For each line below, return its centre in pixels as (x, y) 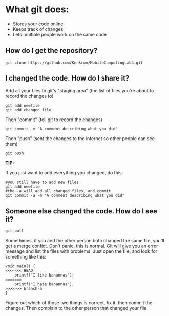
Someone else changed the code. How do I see (81, 211)
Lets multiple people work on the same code (60, 34)
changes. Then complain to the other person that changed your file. (77, 308)
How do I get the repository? (51, 51)
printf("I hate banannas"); (44, 284)
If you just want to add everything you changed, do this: (64, 172)
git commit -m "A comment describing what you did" (61, 129)
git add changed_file (28, 110)
